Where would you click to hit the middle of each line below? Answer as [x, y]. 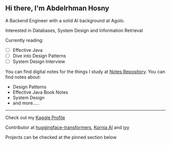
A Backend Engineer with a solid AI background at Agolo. [65, 20]
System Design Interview [39, 61]
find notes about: [23, 77]
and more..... [26, 103]
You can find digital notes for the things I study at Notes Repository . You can [85, 71]
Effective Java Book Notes [40, 92]
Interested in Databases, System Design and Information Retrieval [74, 30]
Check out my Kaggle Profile [35, 118]
